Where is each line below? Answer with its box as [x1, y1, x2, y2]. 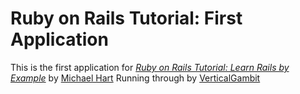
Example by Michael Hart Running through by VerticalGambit [10, 72, 261, 84]
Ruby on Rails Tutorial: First [10, 7, 243, 30]
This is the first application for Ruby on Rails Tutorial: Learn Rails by [10, 61, 290, 73]
